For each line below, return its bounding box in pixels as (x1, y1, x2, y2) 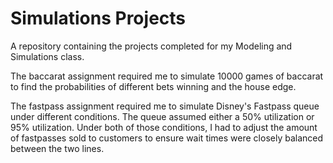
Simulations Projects (10, 7, 187, 30)
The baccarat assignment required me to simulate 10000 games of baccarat (10, 70, 324, 82)
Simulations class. (10, 50, 85, 62)
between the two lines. (10, 142, 105, 154)
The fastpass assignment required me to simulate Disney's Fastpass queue (10, 100, 320, 112)
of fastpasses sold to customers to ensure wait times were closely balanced (10, 132, 324, 144)
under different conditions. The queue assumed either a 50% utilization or (10, 110, 315, 122)
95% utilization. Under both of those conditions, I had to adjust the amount (10, 121, 318, 133)
